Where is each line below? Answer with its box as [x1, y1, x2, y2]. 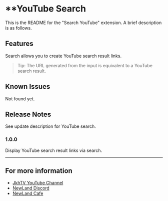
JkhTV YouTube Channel [12, 180, 63, 186]
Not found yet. [5, 96, 35, 102]
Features [5, 40, 33, 48]
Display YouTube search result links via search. [5, 147, 102, 153]
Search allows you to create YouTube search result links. [5, 53, 121, 59]
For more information [5, 166, 72, 175]
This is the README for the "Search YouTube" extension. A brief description [5, 20, 162, 26]
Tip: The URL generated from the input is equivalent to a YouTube [17, 62, 152, 68]
